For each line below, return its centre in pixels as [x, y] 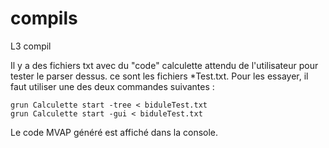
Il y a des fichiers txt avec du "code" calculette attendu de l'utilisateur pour [164, 65]
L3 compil [31, 46]
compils [44, 18]
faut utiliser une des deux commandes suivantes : [112, 86]
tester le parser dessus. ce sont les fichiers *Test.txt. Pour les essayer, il [159, 76]
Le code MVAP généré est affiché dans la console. [114, 132]
